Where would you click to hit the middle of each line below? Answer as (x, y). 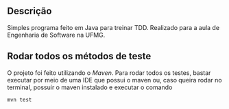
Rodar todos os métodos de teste (79, 56)
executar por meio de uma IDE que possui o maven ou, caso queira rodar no (114, 80)
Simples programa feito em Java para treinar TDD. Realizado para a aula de (113, 27)
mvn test (20, 99)
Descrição (29, 11)
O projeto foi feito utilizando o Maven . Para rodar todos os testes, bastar (109, 73)
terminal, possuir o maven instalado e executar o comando (90, 87)
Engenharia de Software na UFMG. (56, 35)
